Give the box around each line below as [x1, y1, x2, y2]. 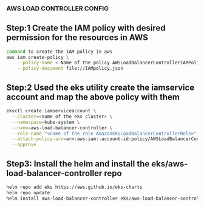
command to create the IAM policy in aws [6, 49, 113, 55]
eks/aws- [151, 158, 188, 169]
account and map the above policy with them [6, 92, 180, 102]
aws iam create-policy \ [6, 54, 69, 60]
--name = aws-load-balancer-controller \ [12, 124, 113, 131]
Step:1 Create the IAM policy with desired [6, 23, 166, 33]
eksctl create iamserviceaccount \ [6, 108, 97, 114]
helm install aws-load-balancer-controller [6, 195, 118, 202]
